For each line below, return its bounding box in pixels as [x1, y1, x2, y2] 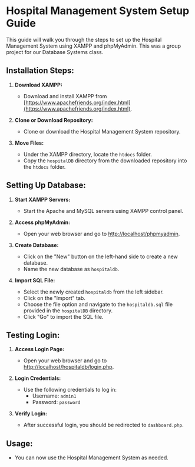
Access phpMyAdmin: [14, 219, 71, 226]
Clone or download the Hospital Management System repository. [23, 128, 181, 135]
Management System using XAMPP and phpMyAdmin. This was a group [6, 42, 181, 49]
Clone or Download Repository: [14, 116, 93, 124]
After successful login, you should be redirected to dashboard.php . [23, 422, 184, 429]
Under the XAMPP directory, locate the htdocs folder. [23, 151, 152, 158]
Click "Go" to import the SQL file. [23, 313, 104, 320]
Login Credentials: [14, 375, 61, 382]
